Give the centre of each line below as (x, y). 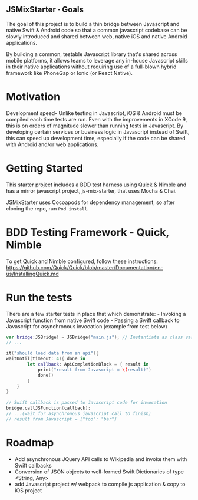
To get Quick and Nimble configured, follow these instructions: (82, 261)
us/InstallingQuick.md (32, 274)
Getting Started (45, 168)
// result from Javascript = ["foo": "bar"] (62, 419)
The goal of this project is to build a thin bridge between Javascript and (93, 24)
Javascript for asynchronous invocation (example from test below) (87, 326)
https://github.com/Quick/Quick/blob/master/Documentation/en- (85, 267)
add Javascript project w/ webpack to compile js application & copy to (100, 484)
